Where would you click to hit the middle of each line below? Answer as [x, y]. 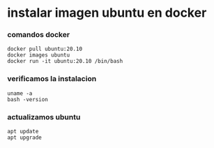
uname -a [20, 93]
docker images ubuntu [39, 55]
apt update [23, 132]
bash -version [28, 99]
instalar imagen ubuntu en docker [107, 13]
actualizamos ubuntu [44, 117]
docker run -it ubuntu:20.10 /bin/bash [65, 61]
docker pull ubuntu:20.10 [45, 49]
